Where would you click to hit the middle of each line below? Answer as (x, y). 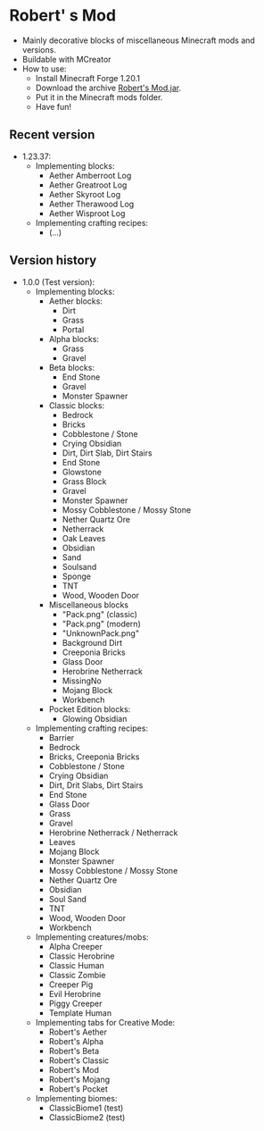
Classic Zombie (77, 975)
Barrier (62, 737)
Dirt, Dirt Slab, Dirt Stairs (107, 453)
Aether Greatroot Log (88, 185)
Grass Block (84, 481)
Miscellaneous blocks (89, 605)
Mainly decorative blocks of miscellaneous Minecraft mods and (139, 40)
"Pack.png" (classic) (100, 614)
